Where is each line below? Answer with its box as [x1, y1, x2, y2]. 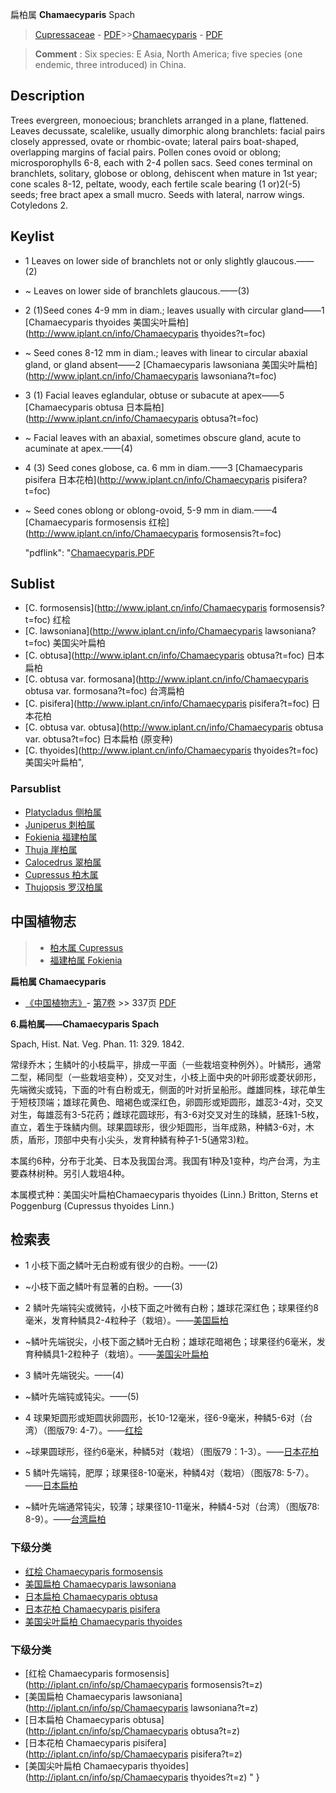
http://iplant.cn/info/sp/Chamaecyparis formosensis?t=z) [28, 1678, 263, 1690]
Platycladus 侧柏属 [24, 806, 102, 818]
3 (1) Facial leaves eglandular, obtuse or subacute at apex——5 [24, 389, 285, 401]
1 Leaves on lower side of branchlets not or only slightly [24, 254, 255, 267]
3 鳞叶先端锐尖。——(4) [24, 1369, 125, 1382]
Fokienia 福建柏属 [24, 831, 98, 843]
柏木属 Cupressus [49, 941, 124, 953]
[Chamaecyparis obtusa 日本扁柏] [24, 401, 165, 413]
